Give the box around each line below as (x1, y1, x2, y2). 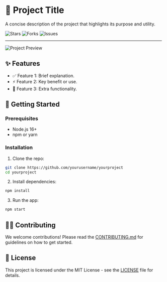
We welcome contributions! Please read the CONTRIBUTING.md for (5, 234, 144, 240)
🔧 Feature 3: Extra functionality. (12, 86, 77, 92)
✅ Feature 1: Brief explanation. (12, 72, 75, 79)
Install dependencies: (12, 179, 57, 185)
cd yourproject (5, 169, 37, 175)
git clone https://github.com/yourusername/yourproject (5, 165, 123, 170)
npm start (5, 207, 26, 212)
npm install (5, 188, 30, 193)
